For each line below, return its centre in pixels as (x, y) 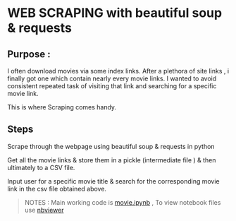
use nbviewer (44, 210)
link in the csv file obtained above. (57, 189)
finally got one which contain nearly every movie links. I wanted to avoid (112, 78)
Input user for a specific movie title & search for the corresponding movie (113, 181)
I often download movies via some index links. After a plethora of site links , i (118, 71)
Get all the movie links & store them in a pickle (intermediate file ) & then (112, 160)
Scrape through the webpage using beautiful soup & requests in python (111, 146)
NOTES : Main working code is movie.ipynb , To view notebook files (123, 202)
